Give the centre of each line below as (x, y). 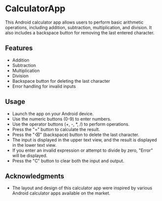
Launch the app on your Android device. (53, 113)
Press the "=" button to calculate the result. (56, 129)
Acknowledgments (35, 176)
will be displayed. (30, 155)
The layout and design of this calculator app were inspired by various (82, 188)
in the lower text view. (34, 145)
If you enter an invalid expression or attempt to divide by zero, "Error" (82, 150)
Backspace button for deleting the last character (61, 81)
